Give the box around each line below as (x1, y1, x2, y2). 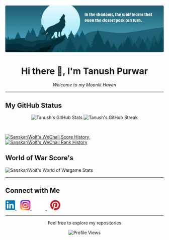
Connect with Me (5, 186, 60, 195)
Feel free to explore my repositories (47, 219, 122, 226)
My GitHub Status (5, 101, 62, 109)
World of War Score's (5, 154, 74, 162)
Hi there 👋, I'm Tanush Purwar (21, 65, 148, 77)
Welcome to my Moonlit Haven (52, 82, 117, 88)
